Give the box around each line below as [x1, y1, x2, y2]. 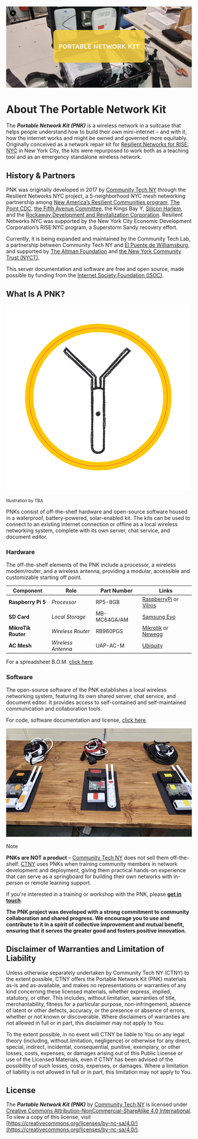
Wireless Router [51, 627, 90, 634]
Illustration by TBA [6, 498, 44, 503]
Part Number [100, 587, 133, 594]
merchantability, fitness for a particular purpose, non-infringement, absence [6, 1000, 191, 1007]
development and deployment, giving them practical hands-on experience [6, 866, 186, 873]
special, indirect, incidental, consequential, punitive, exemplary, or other [6, 1043, 181, 1050]
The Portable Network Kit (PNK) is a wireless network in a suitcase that [6, 122, 181, 129]
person [6, 879, 24, 886]
